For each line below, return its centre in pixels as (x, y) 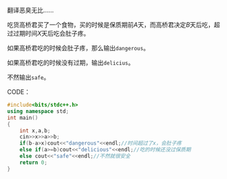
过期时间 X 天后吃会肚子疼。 (51, 33)
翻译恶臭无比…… (31, 10)
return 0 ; (34, 162)
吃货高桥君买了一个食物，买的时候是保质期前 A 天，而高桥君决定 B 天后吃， (111, 25)
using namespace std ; (38, 111)
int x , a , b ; (35, 130)
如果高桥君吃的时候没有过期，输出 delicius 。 (71, 63)
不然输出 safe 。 (29, 77)
